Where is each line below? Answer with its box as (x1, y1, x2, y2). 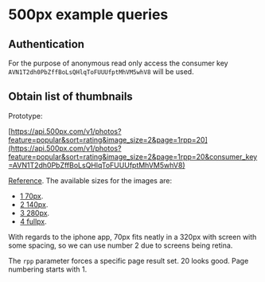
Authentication (8, 37, 85, 51)
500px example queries (8, 6, 169, 24)
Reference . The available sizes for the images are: (8, 175, 173, 185)
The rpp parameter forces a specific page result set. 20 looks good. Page (8, 256, 249, 265)
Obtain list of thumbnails (8, 90, 133, 104)
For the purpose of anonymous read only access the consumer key (8, 58, 228, 68)
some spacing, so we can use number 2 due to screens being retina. (8, 241, 233, 250)
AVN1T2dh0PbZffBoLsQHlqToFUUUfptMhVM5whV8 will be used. (8, 67, 194, 76)
